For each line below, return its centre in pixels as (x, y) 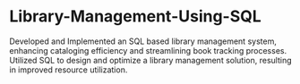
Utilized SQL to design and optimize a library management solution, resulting (151, 60)
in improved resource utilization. (69, 70)
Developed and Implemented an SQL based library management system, (143, 41)
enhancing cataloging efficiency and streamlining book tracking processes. (148, 50)
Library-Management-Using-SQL (135, 17)
